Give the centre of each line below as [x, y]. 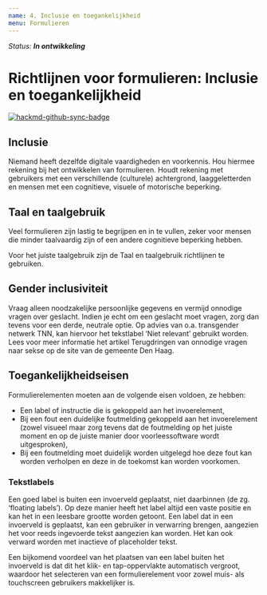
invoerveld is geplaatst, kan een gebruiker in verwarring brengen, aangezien [133, 525]
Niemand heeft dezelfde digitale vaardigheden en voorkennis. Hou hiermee [132, 161]
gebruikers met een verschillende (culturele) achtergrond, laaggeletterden [130, 178]
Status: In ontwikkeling [47, 46]
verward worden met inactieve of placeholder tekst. [93, 541]
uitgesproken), [43, 444]
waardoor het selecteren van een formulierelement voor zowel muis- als [126, 574]
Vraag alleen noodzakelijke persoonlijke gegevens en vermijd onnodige [125, 307]
